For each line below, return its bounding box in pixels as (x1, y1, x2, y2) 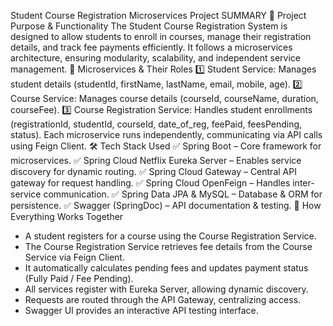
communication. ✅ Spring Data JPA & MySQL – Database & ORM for (43, 188, 323, 200)
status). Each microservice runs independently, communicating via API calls (10, 129, 323, 140)
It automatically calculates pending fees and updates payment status (24, 262, 309, 274)
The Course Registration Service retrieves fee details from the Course (24, 241, 313, 252)
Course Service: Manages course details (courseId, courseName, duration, (10, 93, 319, 104)
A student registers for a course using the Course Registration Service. (24, 230, 317, 242)
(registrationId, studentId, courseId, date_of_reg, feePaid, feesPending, (10, 118, 303, 130)
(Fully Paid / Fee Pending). (24, 273, 134, 284)
